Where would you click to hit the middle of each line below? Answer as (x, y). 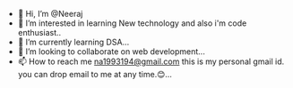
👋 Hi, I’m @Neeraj (50, 14)
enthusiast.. (39, 32)
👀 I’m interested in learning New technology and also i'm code (132, 23)
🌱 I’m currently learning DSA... (73, 42)
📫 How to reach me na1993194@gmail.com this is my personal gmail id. (151, 61)
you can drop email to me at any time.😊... (95, 74)
